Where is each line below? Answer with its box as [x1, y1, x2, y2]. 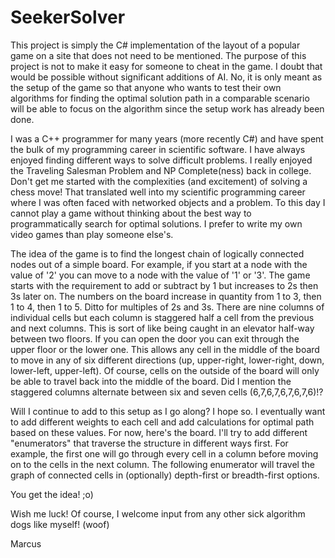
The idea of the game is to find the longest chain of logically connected [10, 247, 305, 260]
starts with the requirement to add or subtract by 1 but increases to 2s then [10, 279, 319, 291]
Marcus [10, 537, 42, 550]
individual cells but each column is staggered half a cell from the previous [10, 311, 315, 323]
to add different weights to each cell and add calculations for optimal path [10, 416, 315, 428]
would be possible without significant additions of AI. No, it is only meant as [10, 71, 323, 83]
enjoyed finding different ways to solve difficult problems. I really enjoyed [10, 154, 313, 166]
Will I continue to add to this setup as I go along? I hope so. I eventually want [10, 405, 326, 417]
